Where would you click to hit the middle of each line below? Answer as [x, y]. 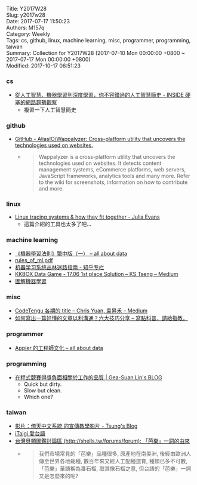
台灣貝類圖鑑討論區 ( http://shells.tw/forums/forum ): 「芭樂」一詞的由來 [102, 441]
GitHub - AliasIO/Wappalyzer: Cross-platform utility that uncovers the [100, 139]
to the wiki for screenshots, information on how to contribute [113, 182]
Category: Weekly [28, 34]
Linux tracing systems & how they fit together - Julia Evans [87, 217]
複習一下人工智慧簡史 [50, 110]
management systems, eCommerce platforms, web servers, [112, 169]
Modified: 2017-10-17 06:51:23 [43, 66]
